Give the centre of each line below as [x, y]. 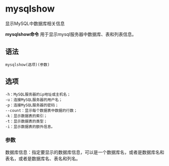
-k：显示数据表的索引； [26, 116]
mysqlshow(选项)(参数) [27, 65]
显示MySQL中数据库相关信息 [35, 23]
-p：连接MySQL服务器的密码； [32, 105]
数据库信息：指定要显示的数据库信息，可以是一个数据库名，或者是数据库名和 [85, 152]
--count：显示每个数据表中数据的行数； [41, 110]
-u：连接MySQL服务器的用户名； [34, 100]
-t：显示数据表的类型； [26, 121]
